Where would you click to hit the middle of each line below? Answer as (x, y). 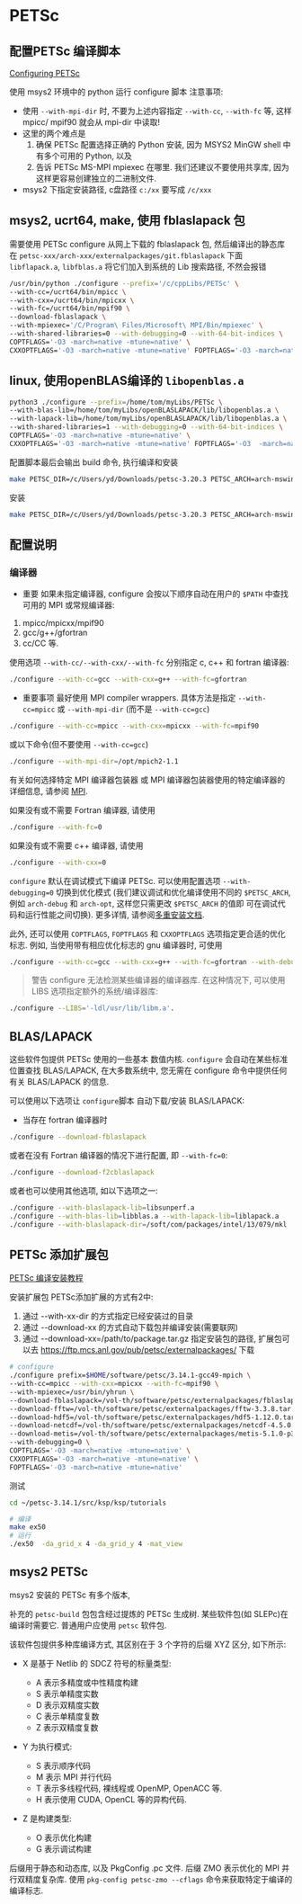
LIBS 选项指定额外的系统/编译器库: (95, 991)
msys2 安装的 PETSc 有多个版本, (70, 1595)
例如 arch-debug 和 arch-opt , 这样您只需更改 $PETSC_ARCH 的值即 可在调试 (144, 903)
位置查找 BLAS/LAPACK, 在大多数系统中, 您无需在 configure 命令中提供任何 (148, 1070)
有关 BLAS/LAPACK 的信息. (59, 1082)
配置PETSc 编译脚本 (65, 51)
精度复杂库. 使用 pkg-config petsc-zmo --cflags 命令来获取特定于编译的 (159, 1879)
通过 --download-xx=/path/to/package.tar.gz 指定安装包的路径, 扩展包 (152, 1339)
